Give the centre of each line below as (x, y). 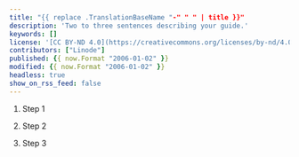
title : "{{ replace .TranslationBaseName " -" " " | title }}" (127, 17)
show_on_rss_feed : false (55, 83)
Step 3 (34, 143)
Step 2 (34, 126)
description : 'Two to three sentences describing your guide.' (129, 26)
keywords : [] (33, 34)
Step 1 (33, 108)
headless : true (37, 75)
